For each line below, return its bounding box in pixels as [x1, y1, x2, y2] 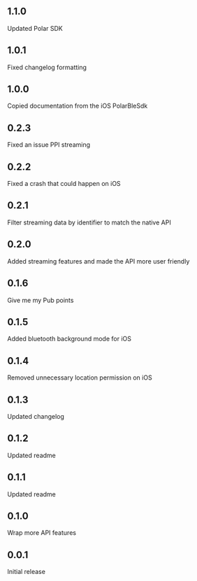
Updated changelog [7, 412, 65, 420]
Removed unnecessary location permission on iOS [7, 373, 152, 382]
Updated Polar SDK [7, 24, 63, 32]
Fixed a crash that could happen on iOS [7, 180, 121, 188]
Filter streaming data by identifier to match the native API [7, 218, 171, 227]
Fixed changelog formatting [7, 63, 87, 71]
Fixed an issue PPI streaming [7, 141, 91, 149]
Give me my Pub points [7, 296, 74, 304]
